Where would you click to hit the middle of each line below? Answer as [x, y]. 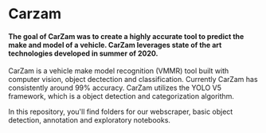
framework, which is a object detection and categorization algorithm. [121, 96]
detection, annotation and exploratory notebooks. [90, 120]
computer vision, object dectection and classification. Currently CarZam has [133, 80]
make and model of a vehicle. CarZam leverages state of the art [115, 45]
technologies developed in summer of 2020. [83, 53]
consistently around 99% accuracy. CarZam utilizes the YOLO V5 [115, 88]
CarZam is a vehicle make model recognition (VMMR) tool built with [119, 71]
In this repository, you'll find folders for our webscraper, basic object [121, 111]
